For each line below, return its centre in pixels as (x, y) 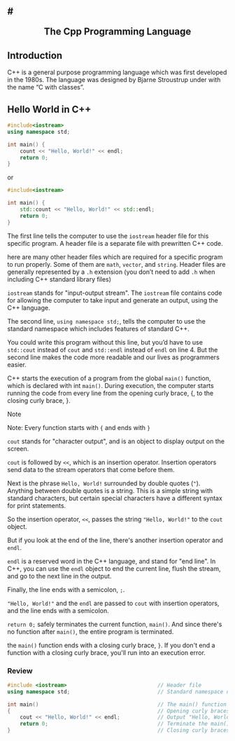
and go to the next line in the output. (59, 576)
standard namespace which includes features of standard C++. (99, 328)
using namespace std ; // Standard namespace (115, 692)
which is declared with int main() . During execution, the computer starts (111, 385)
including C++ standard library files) (59, 279)
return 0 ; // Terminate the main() (125, 724)
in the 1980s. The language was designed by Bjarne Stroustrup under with (114, 80)
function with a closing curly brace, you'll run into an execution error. (107, 652)
